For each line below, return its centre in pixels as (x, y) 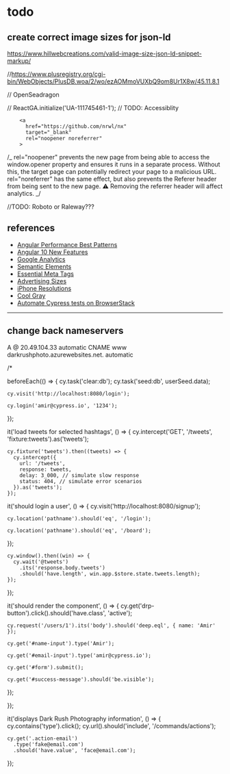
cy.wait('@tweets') (41, 562)
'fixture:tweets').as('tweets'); (48, 439)
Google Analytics (41, 259)
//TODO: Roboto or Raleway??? (51, 207)
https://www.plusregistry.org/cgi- (59, 74)
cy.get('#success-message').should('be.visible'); (81, 679)
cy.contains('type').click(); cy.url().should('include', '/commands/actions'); (112, 725)
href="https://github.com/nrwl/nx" (76, 127)
